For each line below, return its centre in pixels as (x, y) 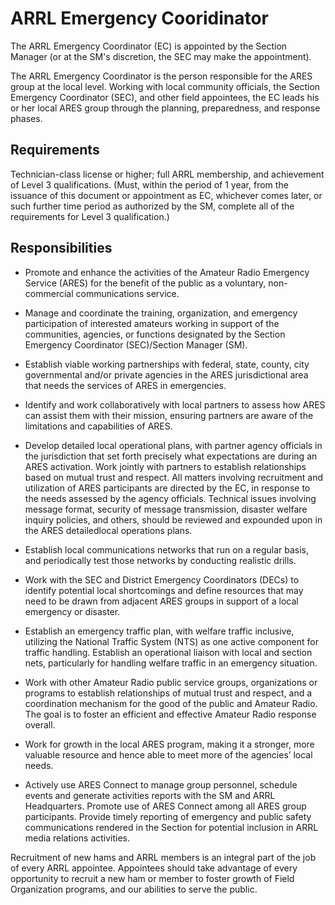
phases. (26, 118)
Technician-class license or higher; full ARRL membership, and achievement (167, 174)
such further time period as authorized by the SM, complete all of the (152, 206)
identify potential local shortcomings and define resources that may (164, 590)
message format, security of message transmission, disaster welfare (166, 509)
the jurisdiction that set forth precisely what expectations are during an (171, 456)
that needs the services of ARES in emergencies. (125, 385)
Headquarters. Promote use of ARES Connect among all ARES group (165, 806)
